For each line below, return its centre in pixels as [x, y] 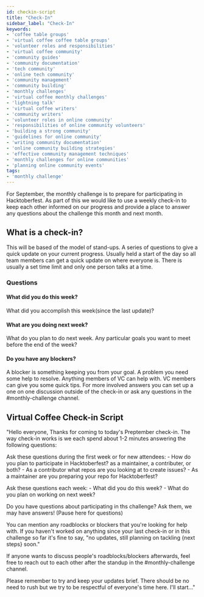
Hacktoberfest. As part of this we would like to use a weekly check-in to [97, 200]
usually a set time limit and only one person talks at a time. [80, 267]
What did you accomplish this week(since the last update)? [80, 310]
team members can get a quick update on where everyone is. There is [94, 260]
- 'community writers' [35, 114]
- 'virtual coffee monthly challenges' [57, 97]
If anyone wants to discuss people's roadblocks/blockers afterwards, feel [98, 556]
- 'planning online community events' [55, 165]
